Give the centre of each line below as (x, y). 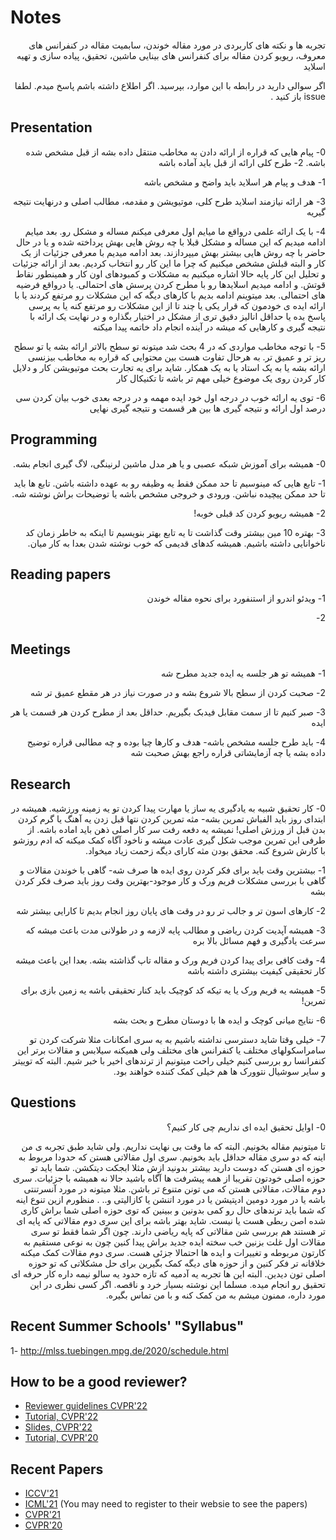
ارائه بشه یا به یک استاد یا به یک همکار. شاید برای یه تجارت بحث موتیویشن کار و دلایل (169, 367)
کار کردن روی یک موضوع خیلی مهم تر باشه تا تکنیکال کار (221, 378)
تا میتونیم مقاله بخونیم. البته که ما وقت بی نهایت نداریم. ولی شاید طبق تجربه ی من (173, 1146)
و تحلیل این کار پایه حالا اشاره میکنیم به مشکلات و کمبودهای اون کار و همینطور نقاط (170, 273)
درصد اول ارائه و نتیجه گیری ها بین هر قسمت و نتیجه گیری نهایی (207, 408)
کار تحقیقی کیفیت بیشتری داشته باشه (256, 970)
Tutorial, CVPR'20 (61, 1438)
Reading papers (61, 574)
